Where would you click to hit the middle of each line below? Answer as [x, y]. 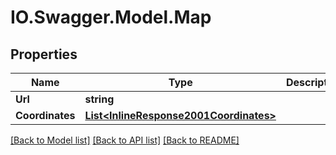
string [99, 99]
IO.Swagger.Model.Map [111, 17]
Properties [44, 54]
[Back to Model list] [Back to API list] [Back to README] [125, 140]
